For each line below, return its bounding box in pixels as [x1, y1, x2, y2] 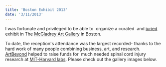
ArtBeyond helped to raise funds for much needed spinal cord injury [5, 51, 146, 57]
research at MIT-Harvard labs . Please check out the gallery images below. [5, 56, 157, 62]
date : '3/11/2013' [5, 12, 43, 17]
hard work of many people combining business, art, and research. [5, 46, 141, 52]
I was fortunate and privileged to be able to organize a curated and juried [5, 25, 158, 31]
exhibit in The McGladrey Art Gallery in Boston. [5, 31, 102, 37]
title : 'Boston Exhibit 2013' [5, 7, 68, 12]
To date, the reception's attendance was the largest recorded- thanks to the [5, 40, 161, 46]
